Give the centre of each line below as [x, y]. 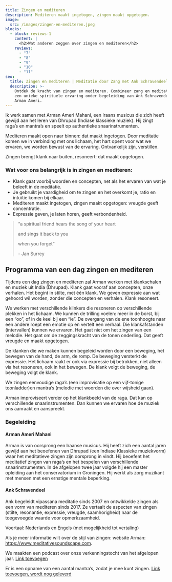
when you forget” [36, 243]
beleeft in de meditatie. [37, 186]
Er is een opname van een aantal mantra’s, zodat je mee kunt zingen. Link [83, 568]
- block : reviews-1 [31, 34]
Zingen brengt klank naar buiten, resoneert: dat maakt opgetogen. [75, 157]
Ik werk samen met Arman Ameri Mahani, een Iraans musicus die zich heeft [85, 115]
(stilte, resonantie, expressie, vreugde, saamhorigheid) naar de [72, 512]
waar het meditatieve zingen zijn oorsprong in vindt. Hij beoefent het [78, 456]
